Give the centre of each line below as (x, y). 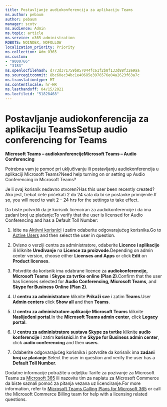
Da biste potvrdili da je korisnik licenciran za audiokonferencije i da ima (78, 210)
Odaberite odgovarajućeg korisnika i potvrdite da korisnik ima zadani (83, 352)
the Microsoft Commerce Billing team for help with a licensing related (76, 394)
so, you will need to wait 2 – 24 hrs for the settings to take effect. (72, 200)
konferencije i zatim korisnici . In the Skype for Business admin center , (86, 337)
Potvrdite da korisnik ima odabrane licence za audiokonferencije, (80, 271)
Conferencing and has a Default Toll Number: (52, 220)
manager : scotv (21, 24)
